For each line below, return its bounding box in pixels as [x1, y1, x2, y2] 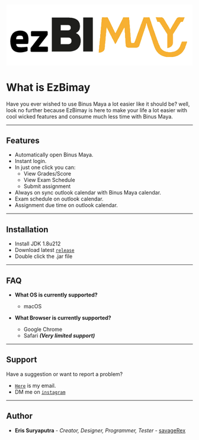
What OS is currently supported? [14, 291, 98, 298]
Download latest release [14, 247, 75, 254]
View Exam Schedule [23, 177, 75, 184]
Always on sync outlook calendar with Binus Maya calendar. [14, 189, 162, 196]
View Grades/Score [23, 170, 72, 177]
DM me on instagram [14, 388, 66, 396]
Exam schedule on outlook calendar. [14, 195, 104, 203]
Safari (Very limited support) [23, 332, 95, 339]
